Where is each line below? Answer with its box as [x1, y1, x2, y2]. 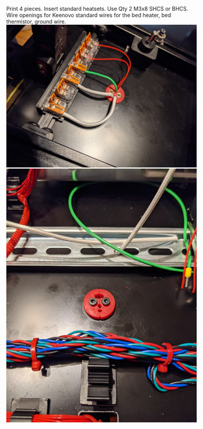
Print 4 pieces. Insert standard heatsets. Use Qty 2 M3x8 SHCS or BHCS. [6, 5, 188, 12]
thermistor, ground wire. [6, 18, 66, 25]
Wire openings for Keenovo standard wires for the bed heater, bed [6, 11, 171, 19]
